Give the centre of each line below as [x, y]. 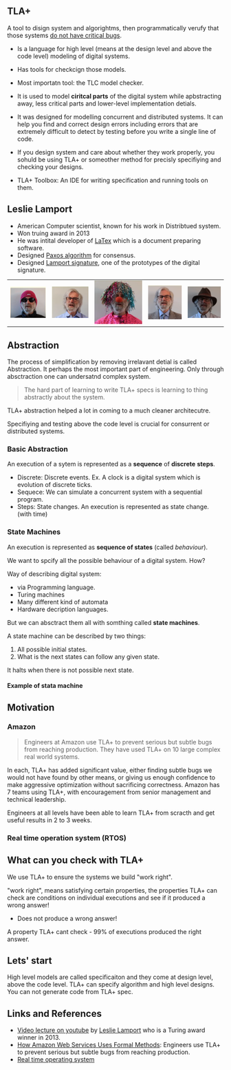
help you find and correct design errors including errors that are [107, 124]
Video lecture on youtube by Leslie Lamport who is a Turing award [111, 1030]
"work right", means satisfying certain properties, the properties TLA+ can [112, 890]
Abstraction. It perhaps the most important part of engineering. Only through [116, 369]
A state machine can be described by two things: [77, 636]
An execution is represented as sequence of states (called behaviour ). [108, 547]
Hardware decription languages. [63, 609]
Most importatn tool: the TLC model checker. [80, 83]
